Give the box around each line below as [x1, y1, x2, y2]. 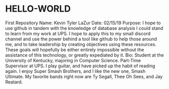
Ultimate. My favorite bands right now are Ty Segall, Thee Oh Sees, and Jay [5, 73, 163, 79]
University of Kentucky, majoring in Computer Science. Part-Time [5, 57, 141, 63]
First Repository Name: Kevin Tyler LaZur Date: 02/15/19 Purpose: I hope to [5, 20, 161, 26]
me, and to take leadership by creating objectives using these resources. [5, 41, 156, 47]
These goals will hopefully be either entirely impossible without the [5, 47, 144, 53]
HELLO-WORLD [5, 3, 71, 15]
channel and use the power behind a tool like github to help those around [5, 36, 157, 42]
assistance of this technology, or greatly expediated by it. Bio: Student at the [5, 52, 164, 58]
